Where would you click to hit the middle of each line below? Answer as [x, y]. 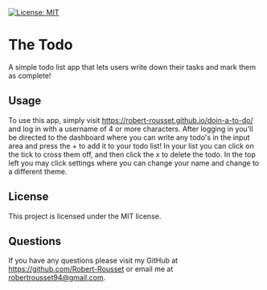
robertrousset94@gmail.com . [57, 278]
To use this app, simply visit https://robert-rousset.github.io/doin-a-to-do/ [131, 120]
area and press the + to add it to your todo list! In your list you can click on [131, 145]
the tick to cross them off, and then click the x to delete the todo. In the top [132, 154]
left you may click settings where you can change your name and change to [134, 163]
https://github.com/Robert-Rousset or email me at [91, 269]
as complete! [30, 76]
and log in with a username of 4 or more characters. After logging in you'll [131, 129]
